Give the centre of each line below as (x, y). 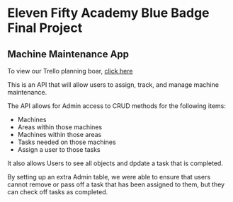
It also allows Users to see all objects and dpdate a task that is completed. (115, 163)
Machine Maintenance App (68, 54)
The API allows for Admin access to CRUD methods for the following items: (117, 106)
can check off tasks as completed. (58, 192)
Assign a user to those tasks (59, 149)
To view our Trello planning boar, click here (70, 71)
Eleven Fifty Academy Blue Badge (109, 13)
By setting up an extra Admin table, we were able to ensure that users (109, 177)
